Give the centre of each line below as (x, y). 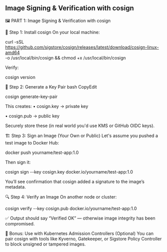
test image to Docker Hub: (32, 142)
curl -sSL (14, 41)
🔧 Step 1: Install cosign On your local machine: (53, 32)
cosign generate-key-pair (31, 96)
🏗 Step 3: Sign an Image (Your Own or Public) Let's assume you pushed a (82, 135)
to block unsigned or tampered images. (46, 244)
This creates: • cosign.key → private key (47, 106)
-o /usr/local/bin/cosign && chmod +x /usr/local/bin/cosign (66, 57)
